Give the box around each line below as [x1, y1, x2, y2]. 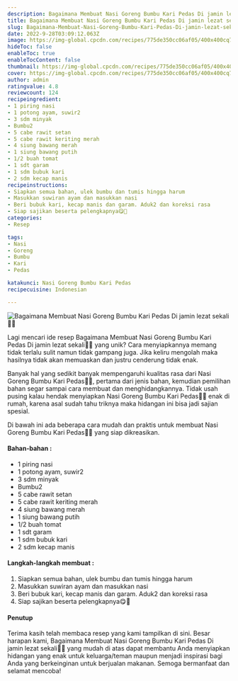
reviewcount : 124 [7, 89, 59, 96]
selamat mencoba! [7, 667, 62, 675]
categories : [7, 214, 42, 222]
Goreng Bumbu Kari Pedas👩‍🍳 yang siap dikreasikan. [7, 428, 160, 436]
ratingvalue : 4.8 [7, 83, 59, 90]
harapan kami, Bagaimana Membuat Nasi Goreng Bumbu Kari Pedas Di [7, 636, 214, 645]
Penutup [7, 613, 33, 622]
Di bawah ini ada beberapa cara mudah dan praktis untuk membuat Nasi [7, 420, 218, 429]
